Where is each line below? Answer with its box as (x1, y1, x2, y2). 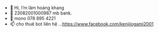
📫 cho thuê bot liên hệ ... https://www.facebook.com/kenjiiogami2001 (10, 21, 154, 27)
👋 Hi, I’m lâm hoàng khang (10, 5, 64, 10)
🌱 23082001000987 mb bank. (10, 10, 72, 16)
